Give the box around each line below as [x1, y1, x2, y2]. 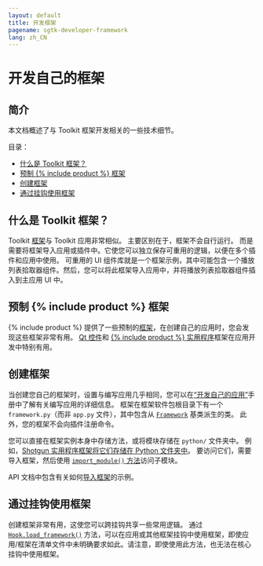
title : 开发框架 [8, 19, 57, 27]
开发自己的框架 [8, 70, 105, 87]
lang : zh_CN [8, 33, 47, 42]
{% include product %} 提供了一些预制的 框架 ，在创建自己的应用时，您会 [8, 323, 243, 332]
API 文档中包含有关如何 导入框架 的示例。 [8, 472, 139, 481]
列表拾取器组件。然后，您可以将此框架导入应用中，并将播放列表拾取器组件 [8, 265, 249, 275]
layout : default [8, 11, 61, 20]
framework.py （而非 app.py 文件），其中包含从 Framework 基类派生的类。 [8, 409, 239, 418]
